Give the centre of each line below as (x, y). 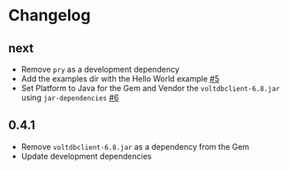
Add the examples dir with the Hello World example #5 (120, 79)
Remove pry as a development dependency (100, 69)
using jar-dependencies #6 (70, 97)
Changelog (49, 15)
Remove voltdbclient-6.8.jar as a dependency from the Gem (135, 146)
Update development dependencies (86, 156)
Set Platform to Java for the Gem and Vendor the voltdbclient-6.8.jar (150, 88)
